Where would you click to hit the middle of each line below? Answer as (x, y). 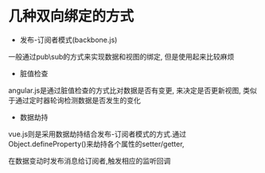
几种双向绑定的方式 (71, 16)
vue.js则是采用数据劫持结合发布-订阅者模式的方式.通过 (97, 134)
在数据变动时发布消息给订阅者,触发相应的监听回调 (90, 160)
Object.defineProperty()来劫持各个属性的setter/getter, (96, 144)
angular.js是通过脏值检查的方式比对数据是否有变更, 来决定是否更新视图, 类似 (132, 90)
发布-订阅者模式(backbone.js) (68, 40)
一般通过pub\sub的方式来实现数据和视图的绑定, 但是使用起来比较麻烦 (121, 56)
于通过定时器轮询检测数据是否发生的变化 (74, 100)
